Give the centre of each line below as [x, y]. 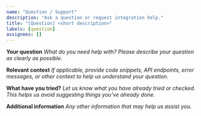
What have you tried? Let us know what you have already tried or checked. [101, 88]
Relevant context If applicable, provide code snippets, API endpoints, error [100, 70]
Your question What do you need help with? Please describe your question [100, 52]
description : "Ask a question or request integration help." [85, 18]
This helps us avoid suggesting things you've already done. [81, 95]
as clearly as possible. [34, 58]
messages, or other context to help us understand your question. [87, 77]
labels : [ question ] [31, 29]
